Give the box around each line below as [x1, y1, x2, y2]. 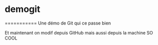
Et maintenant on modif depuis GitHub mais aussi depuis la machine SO [5, 29, 153, 35]
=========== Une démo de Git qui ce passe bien [5, 20, 111, 26]
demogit [5, 3, 41, 15]
